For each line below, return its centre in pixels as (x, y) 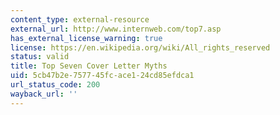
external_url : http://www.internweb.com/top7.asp (116, 29)
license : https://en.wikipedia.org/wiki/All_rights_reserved (140, 47)
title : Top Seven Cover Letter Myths (89, 66)
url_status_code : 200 (55, 85)
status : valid (40, 57)
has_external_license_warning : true (86, 38)
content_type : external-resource (80, 19)
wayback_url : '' (44, 94)
